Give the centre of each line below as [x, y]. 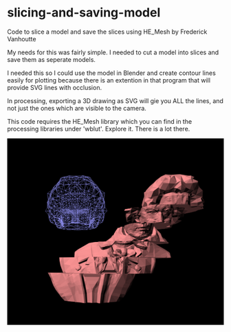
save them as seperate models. [52, 59]
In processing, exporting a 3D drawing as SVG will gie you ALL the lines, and [115, 100]
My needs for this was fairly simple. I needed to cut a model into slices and [113, 52]
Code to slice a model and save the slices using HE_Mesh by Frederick [107, 32]
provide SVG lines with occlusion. [54, 87]
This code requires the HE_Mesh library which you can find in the [100, 121]
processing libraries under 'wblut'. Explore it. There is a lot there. [99, 129]
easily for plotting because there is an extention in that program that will [109, 80]
